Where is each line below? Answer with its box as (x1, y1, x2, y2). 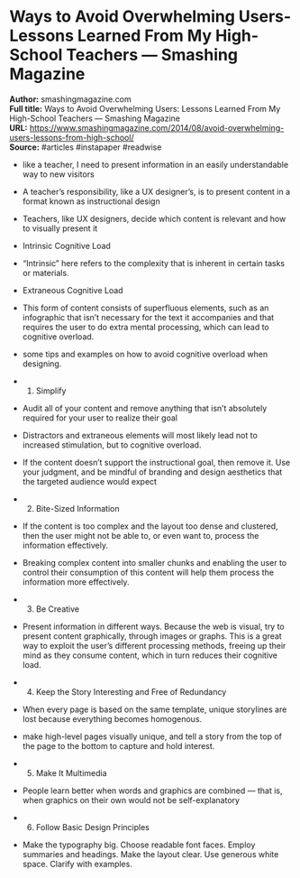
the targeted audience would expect (22, 476, 158, 486)
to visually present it (22, 223, 98, 234)
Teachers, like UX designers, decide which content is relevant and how (22, 213, 286, 224)
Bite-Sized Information (35, 503, 120, 513)
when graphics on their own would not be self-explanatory (22, 794, 241, 805)
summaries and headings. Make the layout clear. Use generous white (22, 848, 279, 859)
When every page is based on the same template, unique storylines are (22, 704, 287, 715)
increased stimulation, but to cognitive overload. (22, 439, 202, 450)
